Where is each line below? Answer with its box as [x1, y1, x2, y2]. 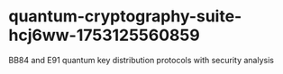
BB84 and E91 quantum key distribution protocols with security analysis [8, 54, 274, 65]
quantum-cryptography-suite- [8, 6, 242, 27]
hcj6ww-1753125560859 [8, 25, 200, 45]
